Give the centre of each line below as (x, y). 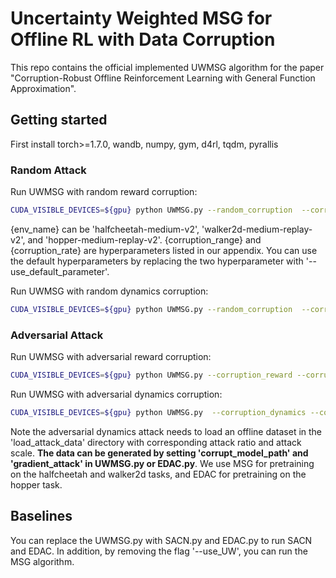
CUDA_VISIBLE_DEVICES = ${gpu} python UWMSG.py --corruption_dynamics (158, 412)
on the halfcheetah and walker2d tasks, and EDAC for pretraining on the (158, 474)
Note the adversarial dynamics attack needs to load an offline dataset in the (166, 431)
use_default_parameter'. (60, 271)
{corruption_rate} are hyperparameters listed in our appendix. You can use (164, 250)
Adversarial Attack (57, 335)
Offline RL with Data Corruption (143, 39)
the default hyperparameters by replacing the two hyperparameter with (157, 261)
